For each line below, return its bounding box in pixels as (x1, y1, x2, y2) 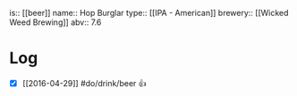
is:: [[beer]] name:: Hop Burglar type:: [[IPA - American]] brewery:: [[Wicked (9, 8, 289, 18)
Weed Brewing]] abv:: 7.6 (9, 17, 102, 28)
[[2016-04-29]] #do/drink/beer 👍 (21, 77, 147, 88)
